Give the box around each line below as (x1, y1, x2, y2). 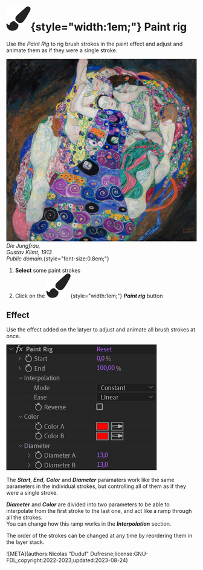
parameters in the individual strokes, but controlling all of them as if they (6, 483, 186, 490)
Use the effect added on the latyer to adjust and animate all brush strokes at (6, 326, 196, 333)
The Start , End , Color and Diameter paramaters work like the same (6, 477, 175, 484)
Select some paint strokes (14, 267, 80, 274)
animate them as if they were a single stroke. (6, 46, 118, 54)
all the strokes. (6, 514, 43, 521)
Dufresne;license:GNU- (90, 550, 149, 558)
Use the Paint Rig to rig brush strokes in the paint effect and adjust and (6, 40, 183, 47)
